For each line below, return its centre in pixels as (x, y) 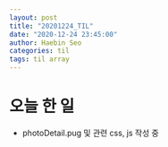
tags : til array (39, 59)
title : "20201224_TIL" (51, 26)
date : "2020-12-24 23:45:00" (63, 34)
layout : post (34, 17)
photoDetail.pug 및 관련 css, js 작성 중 (90, 133)
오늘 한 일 (42, 106)
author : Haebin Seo (46, 43)
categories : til (39, 51)
